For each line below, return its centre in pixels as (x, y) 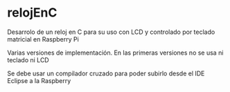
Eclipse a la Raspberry (39, 80)
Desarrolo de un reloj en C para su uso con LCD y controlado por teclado (111, 32)
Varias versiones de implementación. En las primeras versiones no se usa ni (115, 53)
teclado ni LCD (28, 59)
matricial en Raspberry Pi (43, 39)
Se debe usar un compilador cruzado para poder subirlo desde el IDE (106, 73)
